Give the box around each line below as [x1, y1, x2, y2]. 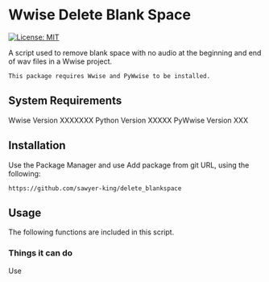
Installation [8, 139, 66, 152]
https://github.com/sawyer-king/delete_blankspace [8, 184, 182, 193]
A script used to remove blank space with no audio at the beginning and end [8, 48, 262, 57]
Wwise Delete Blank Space [8, 6, 192, 24]
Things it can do [8, 247, 73, 259]
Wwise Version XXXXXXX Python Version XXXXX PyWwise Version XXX [8, 115, 248, 125]
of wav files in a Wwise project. [8, 56, 113, 66]
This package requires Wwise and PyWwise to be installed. [8, 72, 211, 80]
